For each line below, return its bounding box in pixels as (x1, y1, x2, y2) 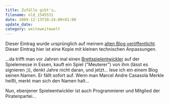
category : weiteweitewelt (5, 27, 60, 32)
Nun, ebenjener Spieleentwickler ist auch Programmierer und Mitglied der (5, 88, 160, 94)
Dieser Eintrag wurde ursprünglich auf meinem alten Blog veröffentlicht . (5, 40, 156, 47)
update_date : (5, 22, 33, 27)
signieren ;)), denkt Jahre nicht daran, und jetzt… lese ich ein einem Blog (5, 67, 158, 73)
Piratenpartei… (5, 93, 37, 99)
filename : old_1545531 (5, 12, 54, 17)
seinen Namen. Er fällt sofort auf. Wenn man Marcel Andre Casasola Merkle (5, 72, 164, 78)
